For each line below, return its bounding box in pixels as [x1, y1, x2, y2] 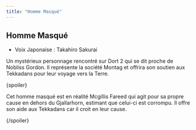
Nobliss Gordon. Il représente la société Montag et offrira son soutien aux [6, 64, 185, 71]
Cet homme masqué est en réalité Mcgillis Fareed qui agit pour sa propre [6, 93, 184, 100]
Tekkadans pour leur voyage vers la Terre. [6, 70, 110, 77]
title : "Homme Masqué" [6, 8, 62, 15]
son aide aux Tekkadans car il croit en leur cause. [6, 106, 127, 113]
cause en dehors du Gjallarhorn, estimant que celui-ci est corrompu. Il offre [6, 99, 191, 106]
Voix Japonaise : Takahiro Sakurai [14, 46, 98, 53]
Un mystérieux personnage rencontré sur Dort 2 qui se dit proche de [6, 57, 173, 65]
